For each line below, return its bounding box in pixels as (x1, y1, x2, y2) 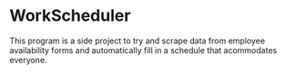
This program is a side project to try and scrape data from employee (9, 35, 266, 46)
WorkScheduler (9, 5, 131, 26)
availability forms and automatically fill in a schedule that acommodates (9, 44, 278, 55)
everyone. (9, 54, 47, 65)
